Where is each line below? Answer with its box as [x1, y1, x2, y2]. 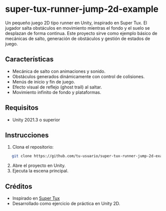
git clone [11, 154, 32, 159]
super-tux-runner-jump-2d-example [5, 3, 159, 15]
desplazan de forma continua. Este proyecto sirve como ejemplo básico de [5, 30, 158, 36]
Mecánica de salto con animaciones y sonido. [12, 68, 106, 74]
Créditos [5, 182, 33, 191]
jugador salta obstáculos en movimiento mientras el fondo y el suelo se [5, 25, 150, 31]
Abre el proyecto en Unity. [12, 163, 66, 169]
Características [5, 55, 54, 64]
